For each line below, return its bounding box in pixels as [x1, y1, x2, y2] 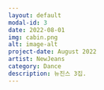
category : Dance [8, 63, 61, 70]
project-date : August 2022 [8, 48, 97, 56]
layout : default [8, 11, 61, 20]
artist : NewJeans [8, 56, 65, 63]
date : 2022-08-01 [8, 26, 65, 34]
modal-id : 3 [8, 19, 47, 27]
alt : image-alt [8, 41, 58, 49]
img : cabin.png [8, 33, 58, 41]
